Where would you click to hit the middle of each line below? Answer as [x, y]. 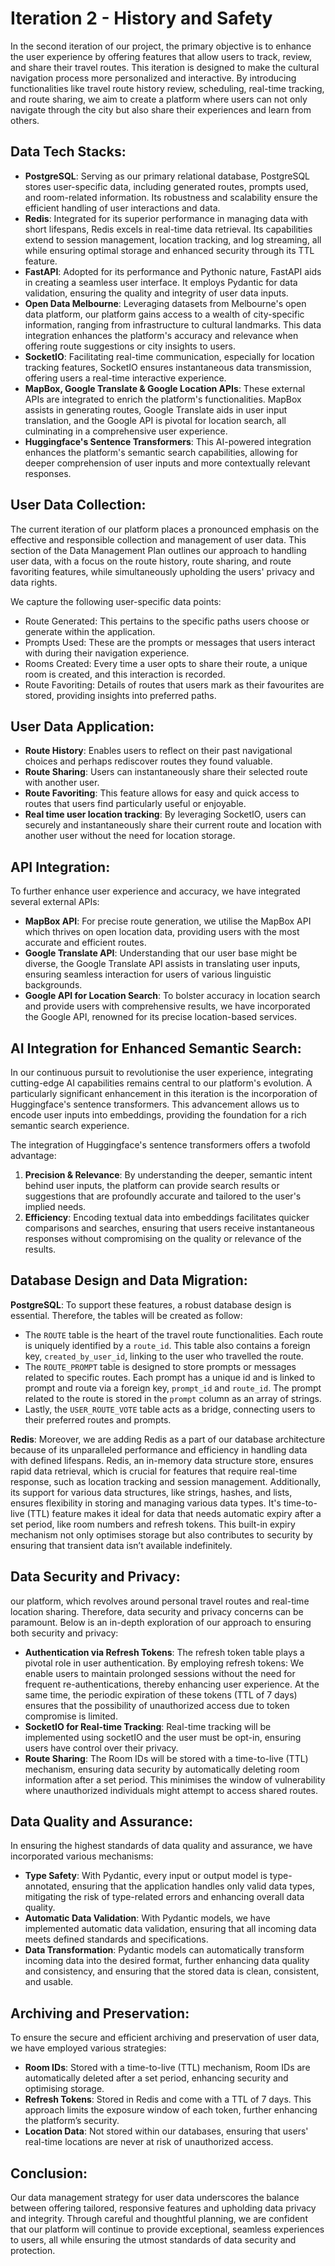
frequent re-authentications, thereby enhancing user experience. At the [172, 1684]
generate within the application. [90, 631]
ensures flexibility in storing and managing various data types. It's [146, 1503]
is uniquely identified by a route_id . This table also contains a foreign [167, 1345]
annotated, [47, 1886]
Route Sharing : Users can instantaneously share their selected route [166, 772]
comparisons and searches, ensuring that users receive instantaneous [169, 1228]
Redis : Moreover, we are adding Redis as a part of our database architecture [168, 1439]
